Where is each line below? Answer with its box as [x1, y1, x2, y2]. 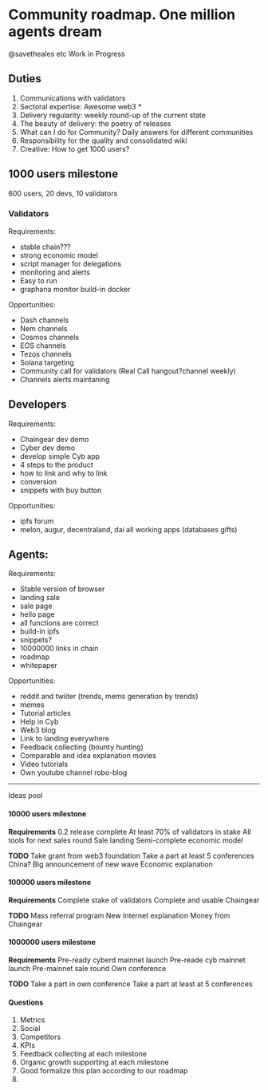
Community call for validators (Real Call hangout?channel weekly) [19, 365, 237, 376]
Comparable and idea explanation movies [19, 751, 157, 760]
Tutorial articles [19, 709, 72, 718]
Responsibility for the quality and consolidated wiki [19, 136, 187, 145]
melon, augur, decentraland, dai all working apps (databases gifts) [19, 524, 238, 534]
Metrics [19, 1015, 45, 1025]
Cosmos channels [19, 332, 80, 342]
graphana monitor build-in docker [19, 284, 131, 294]
